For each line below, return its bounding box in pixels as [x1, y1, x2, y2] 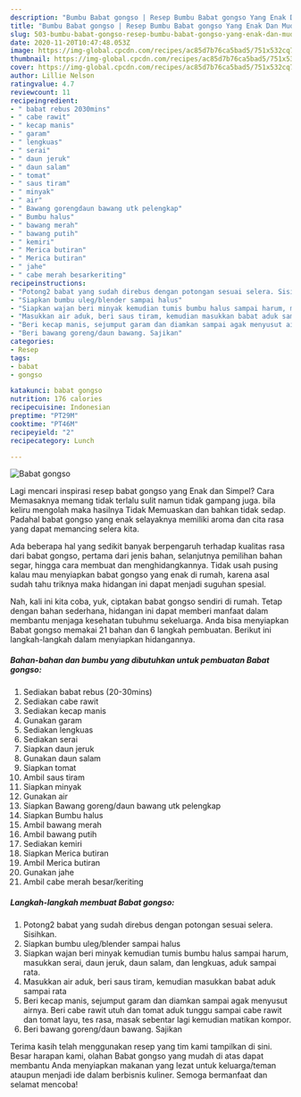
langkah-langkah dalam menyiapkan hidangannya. [10, 634, 196, 645]
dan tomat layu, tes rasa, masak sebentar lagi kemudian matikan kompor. [22, 1015, 292, 1026]
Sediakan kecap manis [22, 706, 106, 716]
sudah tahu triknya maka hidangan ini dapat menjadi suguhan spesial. [10, 579, 267, 590]
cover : [10, 63, 35, 72]
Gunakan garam [22, 716, 83, 726]
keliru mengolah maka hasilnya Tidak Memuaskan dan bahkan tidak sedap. [10, 505, 287, 515]
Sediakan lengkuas [22, 724, 94, 735]
